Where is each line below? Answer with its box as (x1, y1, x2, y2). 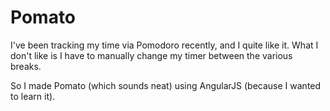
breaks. (10, 60, 42, 72)
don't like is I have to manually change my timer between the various (10, 49, 293, 61)
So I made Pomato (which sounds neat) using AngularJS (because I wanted (10, 79, 322, 91)
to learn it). (10, 90, 56, 102)
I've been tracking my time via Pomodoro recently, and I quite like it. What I (10, 39, 319, 51)
